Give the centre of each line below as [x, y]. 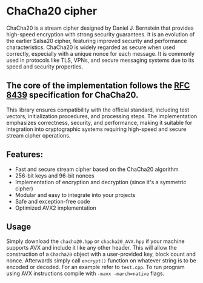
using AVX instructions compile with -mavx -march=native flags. [85, 273]
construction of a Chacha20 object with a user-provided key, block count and [101, 254]
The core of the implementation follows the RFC [98, 86]
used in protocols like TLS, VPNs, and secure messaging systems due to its [100, 60]
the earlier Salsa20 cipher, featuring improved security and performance [97, 41]
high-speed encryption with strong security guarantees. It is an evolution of [101, 34]
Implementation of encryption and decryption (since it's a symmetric [101, 182]
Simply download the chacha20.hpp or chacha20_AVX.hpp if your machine [95, 241]
